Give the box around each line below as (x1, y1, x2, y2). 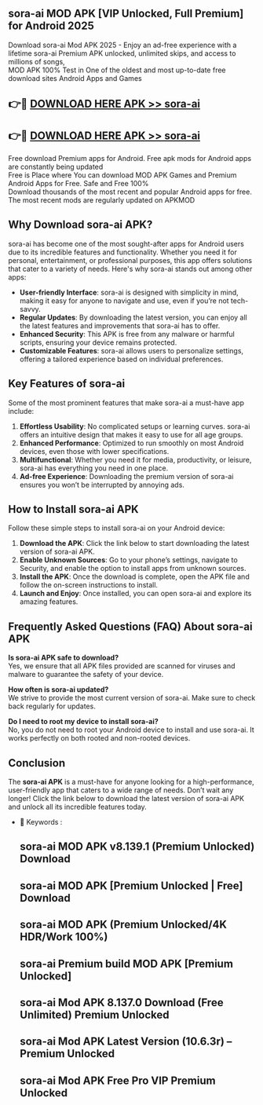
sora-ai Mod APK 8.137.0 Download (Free (19, 996, 224, 1009)
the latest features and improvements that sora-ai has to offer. (19, 320, 221, 330)
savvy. (19, 304, 41, 313)
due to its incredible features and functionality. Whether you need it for (8, 247, 237, 257)
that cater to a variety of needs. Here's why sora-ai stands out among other (8, 264, 253, 273)
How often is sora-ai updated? (8, 685, 109, 694)
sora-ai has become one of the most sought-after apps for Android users (8, 239, 245, 248)
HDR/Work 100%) (19, 931, 108, 944)
